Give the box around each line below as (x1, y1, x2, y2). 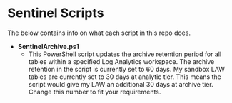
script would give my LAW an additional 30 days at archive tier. (28, 80, 214, 88)
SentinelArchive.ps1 (17, 42, 80, 50)
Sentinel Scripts (7, 5, 104, 21)
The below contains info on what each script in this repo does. (7, 28, 191, 37)
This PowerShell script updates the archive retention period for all (28, 50, 222, 58)
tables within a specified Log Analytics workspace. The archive (28, 57, 215, 65)
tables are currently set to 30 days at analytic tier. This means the (28, 72, 221, 81)
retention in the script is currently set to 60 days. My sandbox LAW (28, 65, 226, 73)
